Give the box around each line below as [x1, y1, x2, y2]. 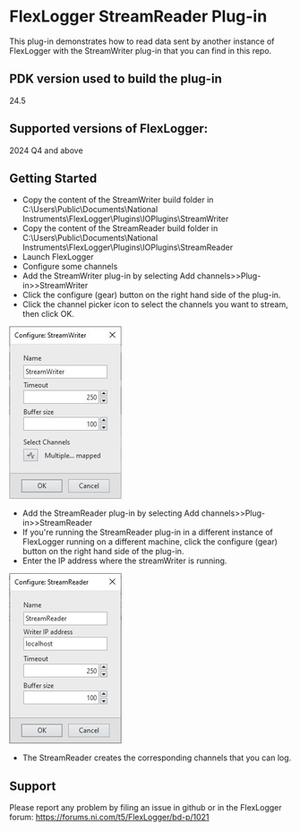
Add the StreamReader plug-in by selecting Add [21, 508, 200, 518]
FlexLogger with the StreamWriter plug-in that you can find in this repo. [9, 45, 272, 56]
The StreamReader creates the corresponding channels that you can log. [21, 752, 292, 763]
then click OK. [21, 309, 74, 320]
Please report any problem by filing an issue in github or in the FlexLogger [9, 802, 282, 813]
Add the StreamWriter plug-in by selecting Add [21, 270, 195, 281]
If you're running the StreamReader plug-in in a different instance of [21, 527, 273, 538]
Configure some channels [21, 261, 118, 272]
